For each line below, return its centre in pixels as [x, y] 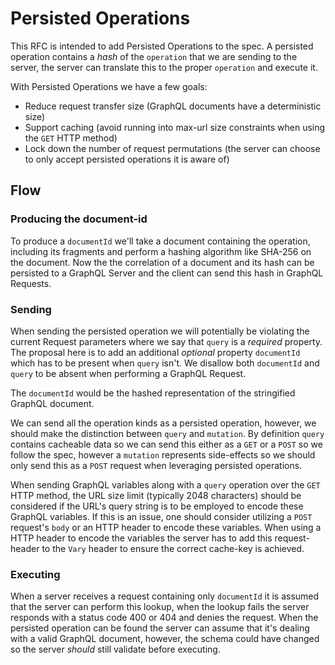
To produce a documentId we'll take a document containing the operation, [160, 241]
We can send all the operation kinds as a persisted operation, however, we [163, 423]
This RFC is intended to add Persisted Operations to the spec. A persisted [162, 46]
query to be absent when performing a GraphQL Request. [128, 373]
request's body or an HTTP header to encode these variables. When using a [166, 527]
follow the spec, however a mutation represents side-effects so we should [163, 454]
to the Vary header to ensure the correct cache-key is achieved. [173, 548]
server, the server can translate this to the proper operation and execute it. [164, 67]
